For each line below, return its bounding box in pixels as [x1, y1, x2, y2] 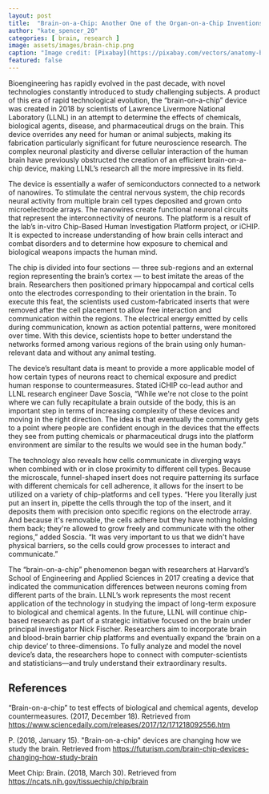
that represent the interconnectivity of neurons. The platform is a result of [8, 213, 251, 223]
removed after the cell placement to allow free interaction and [8, 305, 212, 315]
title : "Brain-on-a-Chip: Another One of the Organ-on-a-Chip [8, 19, 224, 27]
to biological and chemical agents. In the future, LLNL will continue [8, 607, 228, 617]
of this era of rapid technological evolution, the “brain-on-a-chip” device [8, 95, 247, 105]
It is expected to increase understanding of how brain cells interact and [8, 230, 243, 240]
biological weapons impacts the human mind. [8, 247, 158, 256]
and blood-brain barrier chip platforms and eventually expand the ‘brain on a [8, 632, 261, 642]
